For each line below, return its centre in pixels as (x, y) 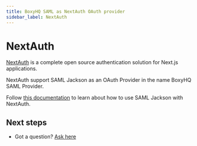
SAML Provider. (25, 87)
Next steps (27, 122)
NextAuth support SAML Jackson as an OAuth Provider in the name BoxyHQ (99, 80)
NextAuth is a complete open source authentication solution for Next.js (92, 62)
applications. (22, 69)
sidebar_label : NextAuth (37, 17)
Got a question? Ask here (45, 137)
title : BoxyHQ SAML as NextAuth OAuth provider (66, 11)
